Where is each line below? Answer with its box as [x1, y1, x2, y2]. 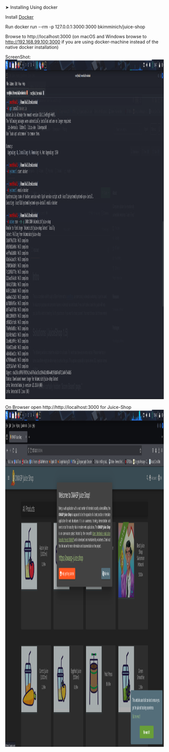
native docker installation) [5, 44, 59, 50]
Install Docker [5, 14, 34, 20]
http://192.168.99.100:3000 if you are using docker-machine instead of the [5, 39, 158, 45]
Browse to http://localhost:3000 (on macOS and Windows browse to [5, 34, 147, 39]
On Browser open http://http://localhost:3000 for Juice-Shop [5, 404, 132, 410]
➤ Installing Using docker [5, 5, 58, 10]
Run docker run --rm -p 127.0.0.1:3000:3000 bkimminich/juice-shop [5, 24, 145, 30]
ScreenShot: [5, 54, 31, 60]
